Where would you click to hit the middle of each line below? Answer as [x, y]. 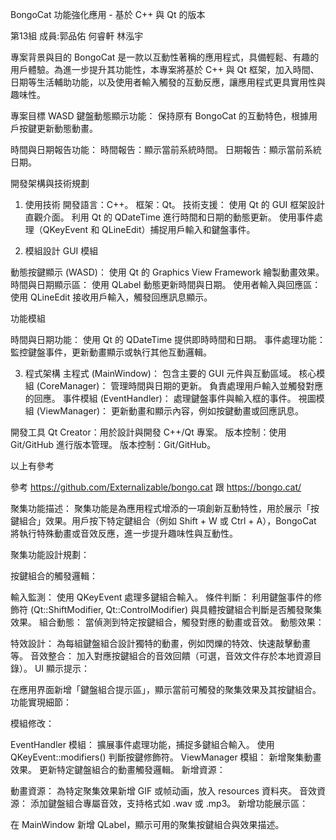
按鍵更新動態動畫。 [58, 128]
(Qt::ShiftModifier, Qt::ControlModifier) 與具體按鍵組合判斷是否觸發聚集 [176, 609]
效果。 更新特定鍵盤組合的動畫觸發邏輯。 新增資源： [118, 769]
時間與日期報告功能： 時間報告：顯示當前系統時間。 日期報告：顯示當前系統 [166, 149]
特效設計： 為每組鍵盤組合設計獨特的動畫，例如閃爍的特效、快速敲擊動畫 [160, 643]
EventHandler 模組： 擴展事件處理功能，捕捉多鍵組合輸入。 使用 [142, 744]
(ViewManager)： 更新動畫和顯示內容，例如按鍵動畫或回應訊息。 [170, 411]
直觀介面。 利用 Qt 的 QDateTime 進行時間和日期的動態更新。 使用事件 [169, 217]
